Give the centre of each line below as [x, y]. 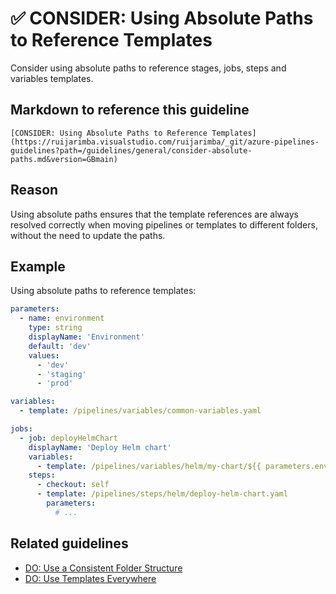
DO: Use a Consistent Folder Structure [103, 568]
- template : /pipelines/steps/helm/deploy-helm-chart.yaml [162, 494]
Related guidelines [69, 543]
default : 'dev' [60, 346]
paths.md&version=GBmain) [64, 159]
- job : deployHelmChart [68, 438]
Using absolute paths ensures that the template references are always [154, 214]
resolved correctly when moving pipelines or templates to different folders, [164, 224]
